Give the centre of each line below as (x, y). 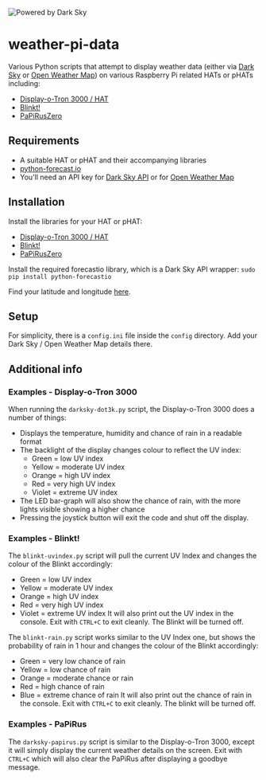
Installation (37, 202)
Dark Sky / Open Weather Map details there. (81, 344)
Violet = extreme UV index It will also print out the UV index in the (127, 613)
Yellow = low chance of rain (65, 670)
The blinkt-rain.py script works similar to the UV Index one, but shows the (132, 637)
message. (24, 767)
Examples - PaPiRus (48, 724)
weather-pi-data (64, 45)
